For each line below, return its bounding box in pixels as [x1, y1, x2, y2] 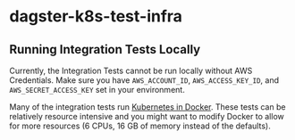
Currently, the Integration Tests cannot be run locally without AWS [9, 65, 253, 76]
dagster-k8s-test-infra [9, 6, 183, 27]
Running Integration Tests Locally [9, 42, 201, 57]
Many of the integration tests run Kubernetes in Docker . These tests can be [9, 102, 286, 112]
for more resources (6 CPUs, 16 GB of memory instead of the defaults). [9, 120, 271, 131]
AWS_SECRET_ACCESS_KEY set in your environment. [9, 85, 185, 95]
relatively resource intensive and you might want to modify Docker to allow [9, 111, 284, 121]
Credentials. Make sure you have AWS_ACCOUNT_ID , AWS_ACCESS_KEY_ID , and [9, 75, 280, 86]
